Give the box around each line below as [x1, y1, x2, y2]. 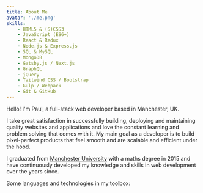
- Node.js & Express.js [17, 43, 78, 49]
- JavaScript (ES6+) [17, 32, 70, 38]
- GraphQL [17, 65, 43, 72]
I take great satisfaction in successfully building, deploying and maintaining [6, 117, 196, 124]
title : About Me [6, 9, 48, 15]
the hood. [6, 143, 31, 150]
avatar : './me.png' [6, 15, 56, 21]
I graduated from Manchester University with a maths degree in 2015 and [6, 155, 191, 162]
